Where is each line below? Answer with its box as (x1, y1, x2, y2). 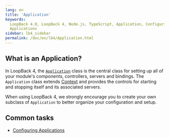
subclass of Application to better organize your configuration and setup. (5, 99, 157, 105)
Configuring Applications (12, 127, 65, 133)
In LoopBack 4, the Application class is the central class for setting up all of (5, 68, 163, 74)
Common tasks (5, 114, 54, 122)
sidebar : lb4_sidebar (5, 31, 51, 36)
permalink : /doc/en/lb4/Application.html (5, 36, 94, 41)
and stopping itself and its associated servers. (5, 84, 101, 90)
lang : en (5, 7, 24, 13)
